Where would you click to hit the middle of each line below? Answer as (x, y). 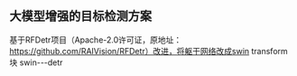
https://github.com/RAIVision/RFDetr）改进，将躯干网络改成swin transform (149, 51)
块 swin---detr (36, 62)
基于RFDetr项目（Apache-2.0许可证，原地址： (96, 40)
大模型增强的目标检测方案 (80, 16)
